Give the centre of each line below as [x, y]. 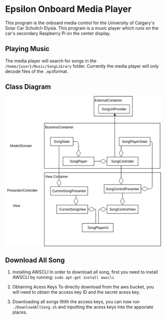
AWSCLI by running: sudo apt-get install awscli [63, 277]
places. [20, 312]
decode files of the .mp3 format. [37, 71]
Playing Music [27, 49]
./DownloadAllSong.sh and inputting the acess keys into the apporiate [83, 307]
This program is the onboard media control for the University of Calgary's [80, 23]
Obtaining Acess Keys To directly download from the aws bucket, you [83, 287]
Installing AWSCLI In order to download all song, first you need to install [85, 272]
